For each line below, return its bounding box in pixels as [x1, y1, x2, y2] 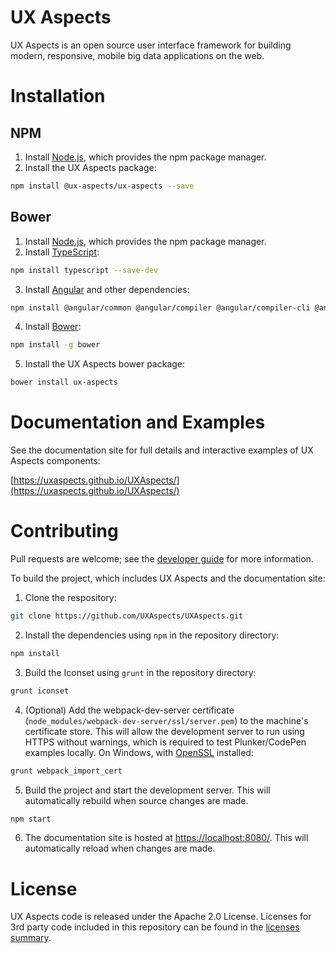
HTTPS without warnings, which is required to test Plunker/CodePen [24, 736, 307, 748]
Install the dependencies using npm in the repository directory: [24, 629, 280, 641]
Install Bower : [24, 321, 82, 333]
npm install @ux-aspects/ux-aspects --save [10, 181, 195, 191]
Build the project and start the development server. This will [24, 784, 271, 796]
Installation [10, 85, 106, 108]
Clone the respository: [24, 592, 117, 603]
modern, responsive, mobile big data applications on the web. [10, 49, 265, 61]
